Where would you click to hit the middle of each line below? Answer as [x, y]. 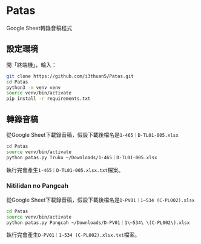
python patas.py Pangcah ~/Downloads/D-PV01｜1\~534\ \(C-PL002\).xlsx [98, 223]
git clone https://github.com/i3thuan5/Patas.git [70, 76]
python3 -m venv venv [34, 87]
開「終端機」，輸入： [31, 65]
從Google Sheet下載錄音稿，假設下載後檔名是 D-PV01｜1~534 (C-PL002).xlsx [100, 200]
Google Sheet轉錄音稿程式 [39, 28]
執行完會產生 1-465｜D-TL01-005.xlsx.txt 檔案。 [65, 170]
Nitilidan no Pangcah [38, 186]
